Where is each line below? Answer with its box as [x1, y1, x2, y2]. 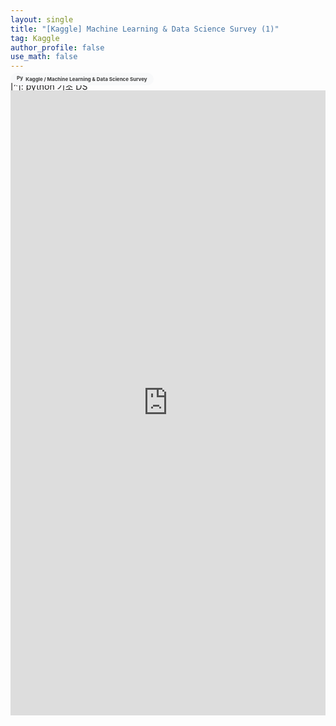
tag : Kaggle [10, 33, 60, 43]
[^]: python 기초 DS [10, 81, 88, 93]
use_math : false [10, 52, 78, 62]
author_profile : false [10, 42, 105, 53]
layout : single [10, 14, 74, 25]
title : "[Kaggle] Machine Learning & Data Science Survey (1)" [10, 24, 280, 34]
